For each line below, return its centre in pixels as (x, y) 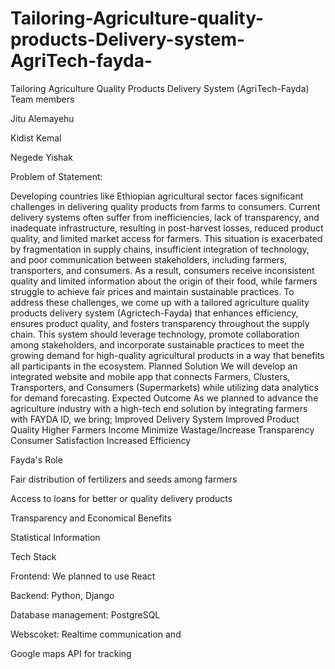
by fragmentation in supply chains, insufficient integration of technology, (160, 249)
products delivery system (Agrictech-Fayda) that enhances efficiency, (154, 313)
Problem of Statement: (56, 176)
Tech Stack (33, 556)
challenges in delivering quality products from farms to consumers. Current (165, 206)
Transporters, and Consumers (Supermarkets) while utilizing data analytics (164, 387)
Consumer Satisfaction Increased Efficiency (101, 440)
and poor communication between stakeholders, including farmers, (149, 259)
